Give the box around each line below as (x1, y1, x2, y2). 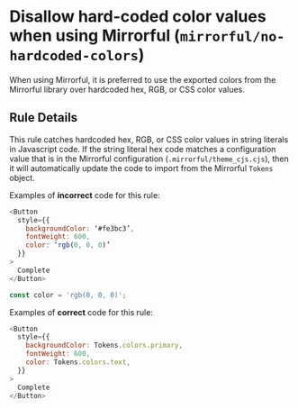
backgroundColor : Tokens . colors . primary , (25, 341, 183, 350)
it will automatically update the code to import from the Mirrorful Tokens (9, 162, 274, 173)
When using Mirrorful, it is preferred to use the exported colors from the (9, 74, 276, 85)
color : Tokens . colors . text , (25, 358, 131, 367)
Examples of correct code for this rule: (9, 306, 153, 317)
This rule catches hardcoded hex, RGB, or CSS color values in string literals (9, 133, 289, 145)
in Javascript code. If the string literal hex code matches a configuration (9, 143, 276, 154)
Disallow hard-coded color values (9, 6, 267, 27)
